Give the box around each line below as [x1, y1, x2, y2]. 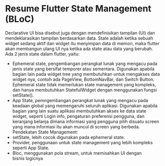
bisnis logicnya [12, 155, 43, 161]
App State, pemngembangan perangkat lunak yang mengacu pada [12, 97, 149, 103]
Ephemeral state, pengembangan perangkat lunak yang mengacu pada [12, 60, 158, 66]
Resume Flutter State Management [5, 3, 152, 14]
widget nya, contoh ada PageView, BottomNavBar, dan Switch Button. [12, 76, 155, 82]
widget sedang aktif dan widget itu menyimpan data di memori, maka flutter [5, 40, 160, 46]
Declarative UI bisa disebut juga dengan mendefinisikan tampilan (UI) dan [5, 30, 155, 36]
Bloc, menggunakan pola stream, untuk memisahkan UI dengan [12, 150, 142, 156]
